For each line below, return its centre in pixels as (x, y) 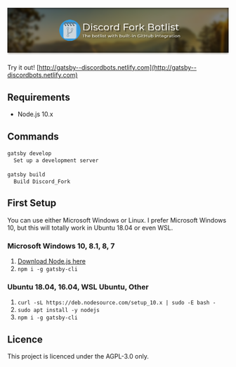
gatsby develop (29, 153)
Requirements (39, 97)
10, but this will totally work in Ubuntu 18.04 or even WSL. (90, 228)
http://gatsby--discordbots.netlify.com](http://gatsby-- (117, 68)
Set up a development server (56, 160)
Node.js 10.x (35, 114)
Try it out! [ (23, 68)
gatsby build (26, 174)
